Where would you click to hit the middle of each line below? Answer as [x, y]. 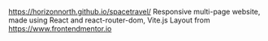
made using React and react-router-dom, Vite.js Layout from [110, 20]
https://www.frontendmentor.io [60, 29]
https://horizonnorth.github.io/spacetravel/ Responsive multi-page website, [134, 12]
